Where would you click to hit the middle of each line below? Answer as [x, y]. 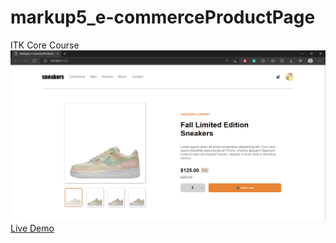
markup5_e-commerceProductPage [163, 17]
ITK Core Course [45, 45]
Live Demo [32, 228]
